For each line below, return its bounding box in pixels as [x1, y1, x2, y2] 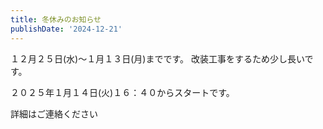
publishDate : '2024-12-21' [10, 24, 123, 34]
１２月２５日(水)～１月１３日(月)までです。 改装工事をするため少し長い [10, 52, 305, 65]
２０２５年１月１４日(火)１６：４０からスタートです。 [10, 86, 235, 98]
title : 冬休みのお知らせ [10, 14, 102, 25]
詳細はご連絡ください [10, 107, 98, 120]
